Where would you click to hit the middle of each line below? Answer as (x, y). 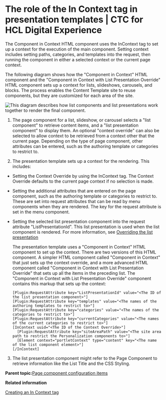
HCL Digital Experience (54, 30)
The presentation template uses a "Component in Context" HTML (79, 247)
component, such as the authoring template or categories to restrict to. (85, 196)
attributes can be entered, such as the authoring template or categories (85, 146)
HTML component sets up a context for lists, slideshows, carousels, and (79, 85)
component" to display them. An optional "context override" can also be (86, 130)
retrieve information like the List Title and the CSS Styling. (71, 363)
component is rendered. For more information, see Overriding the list (83, 232)
